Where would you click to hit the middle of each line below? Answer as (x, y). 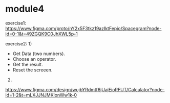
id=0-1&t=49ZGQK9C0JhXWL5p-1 (41, 34)
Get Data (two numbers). (39, 54)
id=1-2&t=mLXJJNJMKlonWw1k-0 (41, 95)
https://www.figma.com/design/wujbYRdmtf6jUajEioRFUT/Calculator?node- (85, 89)
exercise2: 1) (19, 43)
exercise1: (16, 23)
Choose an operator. (34, 59)
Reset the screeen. (33, 70)
